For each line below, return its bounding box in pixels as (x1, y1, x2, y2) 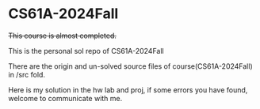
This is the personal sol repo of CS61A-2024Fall (8, 46, 164, 55)
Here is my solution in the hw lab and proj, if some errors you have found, (8, 85, 248, 95)
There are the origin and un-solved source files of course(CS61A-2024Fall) (8, 61, 254, 71)
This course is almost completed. (8, 31, 117, 40)
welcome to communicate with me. (8, 93, 123, 103)
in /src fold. (8, 70, 46, 79)
